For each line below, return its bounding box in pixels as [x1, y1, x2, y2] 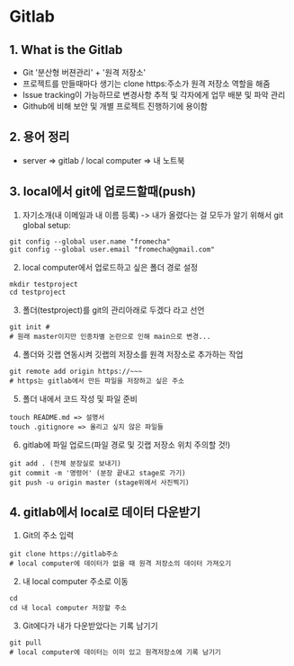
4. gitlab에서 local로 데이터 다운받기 [9, 505, 200, 520]
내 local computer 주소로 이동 [22, 576, 129, 587]
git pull [9, 638, 42, 648]
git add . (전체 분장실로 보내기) [9, 458, 121, 468]
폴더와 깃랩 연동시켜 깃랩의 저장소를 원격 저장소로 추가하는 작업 [22, 349, 244, 360]
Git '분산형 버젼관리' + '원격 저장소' [22, 67, 147, 77]
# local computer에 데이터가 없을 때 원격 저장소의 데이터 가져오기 [9, 559, 232, 568]
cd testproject [9, 288, 67, 297]
